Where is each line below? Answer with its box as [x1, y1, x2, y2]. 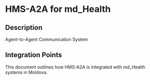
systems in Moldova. [5, 69, 48, 75]
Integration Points [5, 51, 62, 59]
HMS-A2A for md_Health [5, 3, 111, 15]
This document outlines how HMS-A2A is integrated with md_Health [5, 64, 146, 70]
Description [5, 23, 42, 32]
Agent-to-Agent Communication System [5, 36, 88, 42]
